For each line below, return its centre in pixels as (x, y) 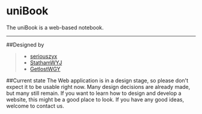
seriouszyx (44, 56)
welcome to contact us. (35, 106)
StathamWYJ (46, 62)
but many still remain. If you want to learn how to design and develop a (94, 93)
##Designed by (25, 44)
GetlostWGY (45, 69)
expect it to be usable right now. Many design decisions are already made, (98, 87)
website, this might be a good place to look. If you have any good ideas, (95, 99)
